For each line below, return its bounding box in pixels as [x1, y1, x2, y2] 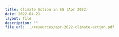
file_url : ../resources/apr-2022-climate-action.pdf [5, 25, 115, 30]
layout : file [5, 16, 32, 21]
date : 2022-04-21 [5, 12, 40, 16]
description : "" [5, 20, 38, 25]
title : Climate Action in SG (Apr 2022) [5, 7, 89, 12]
